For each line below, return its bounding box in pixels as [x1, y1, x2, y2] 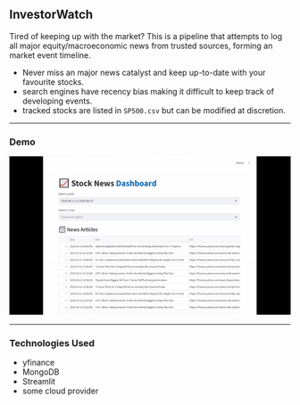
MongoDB [21, 366, 60, 377]
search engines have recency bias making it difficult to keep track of [21, 86, 275, 96]
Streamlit [21, 376, 56, 386]
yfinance [21, 357, 55, 368]
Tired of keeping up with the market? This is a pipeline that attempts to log [9, 30, 283, 41]
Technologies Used [9, 336, 96, 349]
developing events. [21, 95, 93, 106]
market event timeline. [9, 49, 91, 61]
